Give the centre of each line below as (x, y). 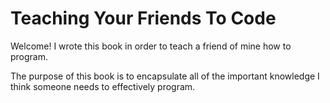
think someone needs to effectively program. (103, 86)
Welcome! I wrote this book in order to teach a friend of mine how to (151, 46)
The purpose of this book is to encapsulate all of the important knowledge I (165, 76)
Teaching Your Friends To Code (143, 18)
